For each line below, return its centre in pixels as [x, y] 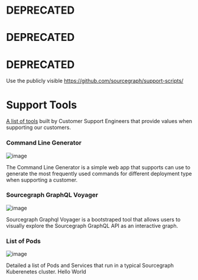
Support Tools [42, 105]
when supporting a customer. [42, 180]
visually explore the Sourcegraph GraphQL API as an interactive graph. [92, 226]
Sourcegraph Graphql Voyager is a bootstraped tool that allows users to [93, 219]
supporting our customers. [38, 127]
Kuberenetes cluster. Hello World [46, 272]
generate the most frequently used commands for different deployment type [99, 173]
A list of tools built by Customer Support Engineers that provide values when [99, 121]
